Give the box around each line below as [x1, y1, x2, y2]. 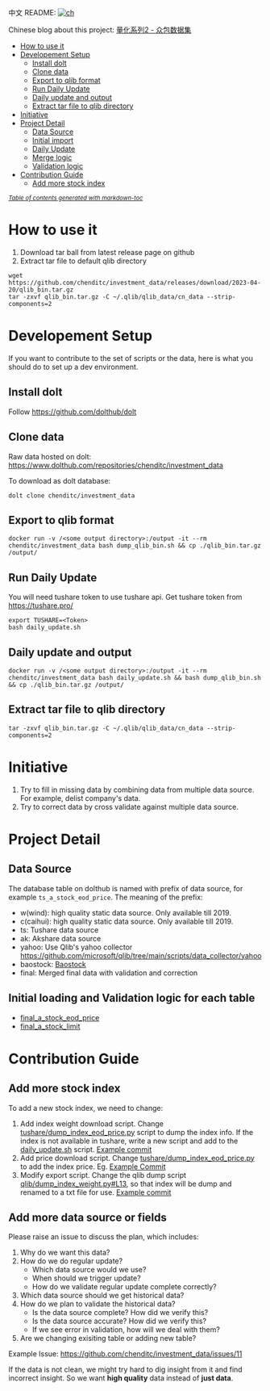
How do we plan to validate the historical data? [19, 1299, 176, 1309]
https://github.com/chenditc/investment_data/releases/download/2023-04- [8, 279, 262, 287]
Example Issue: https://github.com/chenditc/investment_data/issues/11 [8, 1349, 243, 1359]
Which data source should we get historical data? [19, 1291, 185, 1301]
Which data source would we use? [31, 1265, 147, 1275]
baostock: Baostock [19, 959, 86, 969]
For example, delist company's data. [19, 793, 141, 802]
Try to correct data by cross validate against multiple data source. [19, 802, 239, 811]
